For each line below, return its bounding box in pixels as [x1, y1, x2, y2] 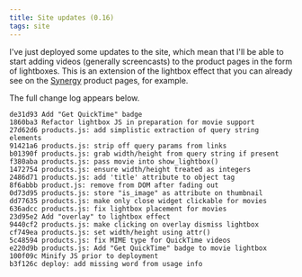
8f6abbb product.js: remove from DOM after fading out [9, 181, 219, 190]
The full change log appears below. [9, 92, 140, 103]
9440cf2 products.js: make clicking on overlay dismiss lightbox [9, 219, 259, 229]
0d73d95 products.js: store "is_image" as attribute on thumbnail [9, 188, 263, 198]
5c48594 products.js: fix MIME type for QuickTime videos [9, 236, 231, 245]
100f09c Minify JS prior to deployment [9, 251, 159, 261]
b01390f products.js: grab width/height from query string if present [9, 149, 280, 158]
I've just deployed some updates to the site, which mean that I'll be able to [9, 46, 285, 57]
